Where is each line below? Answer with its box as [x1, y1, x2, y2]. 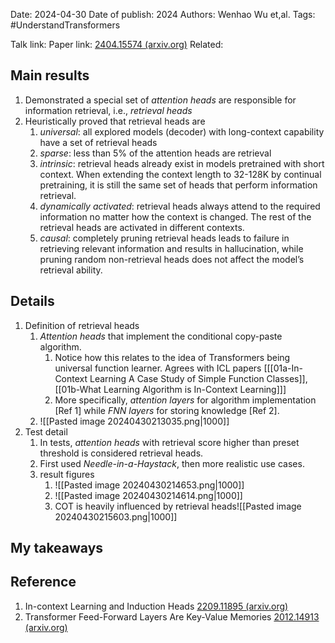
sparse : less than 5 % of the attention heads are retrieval [39, 147, 272, 159]
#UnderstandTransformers [10, 19, 121, 31]
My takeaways [10, 540, 104, 557]
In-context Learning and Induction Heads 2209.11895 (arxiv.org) [24, 600, 289, 612]
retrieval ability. [39, 264, 103, 276]
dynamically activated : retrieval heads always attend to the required [39, 200, 321, 212]
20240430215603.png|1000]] [54, 510, 178, 523]
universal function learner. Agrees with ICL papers [54, 362, 262, 374]
